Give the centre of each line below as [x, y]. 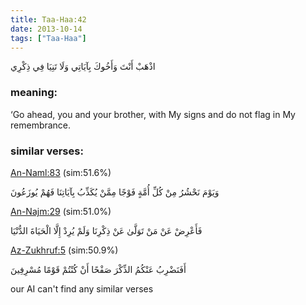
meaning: [34, 93]
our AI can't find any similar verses [82, 288]
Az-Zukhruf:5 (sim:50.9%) [64, 250]
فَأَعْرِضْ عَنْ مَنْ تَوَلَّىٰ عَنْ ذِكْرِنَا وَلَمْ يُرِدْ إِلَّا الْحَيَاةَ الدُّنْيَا [106, 230]
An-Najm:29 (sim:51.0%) [61, 211]
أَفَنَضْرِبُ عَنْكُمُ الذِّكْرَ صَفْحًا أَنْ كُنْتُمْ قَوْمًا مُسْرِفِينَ [98, 269]
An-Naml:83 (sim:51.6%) [61, 172]
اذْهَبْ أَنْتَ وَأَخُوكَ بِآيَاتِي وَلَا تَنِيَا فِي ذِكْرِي [83, 67]
